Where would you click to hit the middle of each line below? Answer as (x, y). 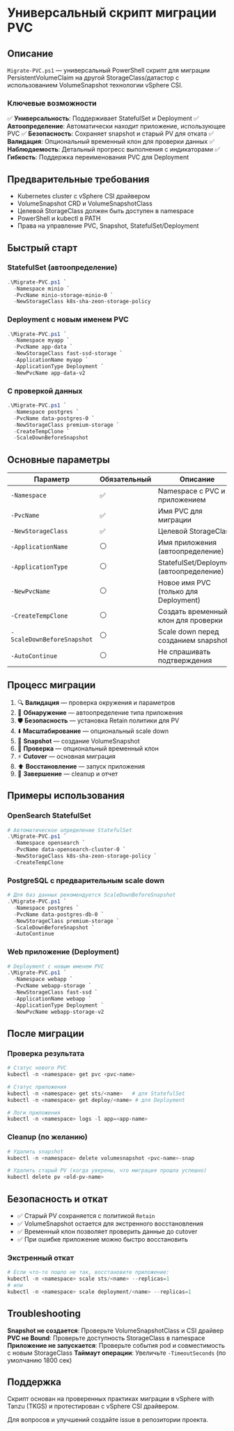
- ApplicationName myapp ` (51, 360)
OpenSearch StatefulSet (49, 815)
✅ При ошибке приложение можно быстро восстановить (102, 1239)
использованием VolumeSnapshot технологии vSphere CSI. (95, 85)
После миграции (46, 1033)
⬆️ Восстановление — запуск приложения (81, 766)
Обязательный (126, 479)
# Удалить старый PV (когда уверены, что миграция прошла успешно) (107, 1171)
